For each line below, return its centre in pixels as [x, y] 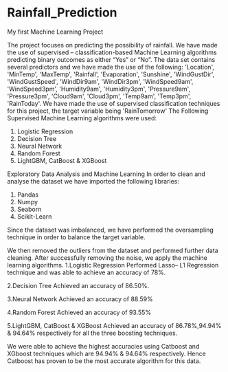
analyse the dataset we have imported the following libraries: [93, 181]
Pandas [28, 195]
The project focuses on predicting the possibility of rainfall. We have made [112, 45]
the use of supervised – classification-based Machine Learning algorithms [112, 52]
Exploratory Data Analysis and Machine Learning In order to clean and [106, 174]
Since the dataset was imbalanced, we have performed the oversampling [111, 230]
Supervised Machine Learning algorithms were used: [82, 118]
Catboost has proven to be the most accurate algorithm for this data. [104, 361]
